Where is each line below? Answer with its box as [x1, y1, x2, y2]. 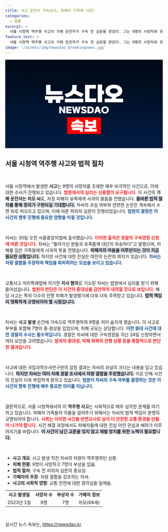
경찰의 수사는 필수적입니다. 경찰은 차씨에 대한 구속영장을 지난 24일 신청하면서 [10, 331, 161, 337]
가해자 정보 [78, 491, 100, 497]
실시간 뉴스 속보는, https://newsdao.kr [5, 521, 81, 527]
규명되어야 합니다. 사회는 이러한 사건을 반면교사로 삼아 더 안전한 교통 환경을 [5, 416, 150, 422]
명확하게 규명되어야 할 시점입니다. [10, 299, 76, 305]
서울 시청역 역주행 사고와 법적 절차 [5, 159, 104, 167]
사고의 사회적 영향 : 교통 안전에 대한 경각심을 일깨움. [12, 480, 112, 486]
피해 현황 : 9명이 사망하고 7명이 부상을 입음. [12, 461, 96, 467]
